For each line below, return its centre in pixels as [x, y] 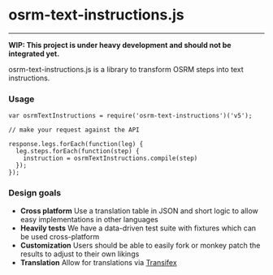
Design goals [35, 193]
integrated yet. [34, 54]
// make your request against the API [74, 130]
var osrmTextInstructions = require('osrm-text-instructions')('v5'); [130, 116]
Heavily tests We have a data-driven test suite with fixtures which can [138, 228]
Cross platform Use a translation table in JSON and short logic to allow [139, 211]
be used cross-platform [60, 236]
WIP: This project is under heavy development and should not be [120, 45]
